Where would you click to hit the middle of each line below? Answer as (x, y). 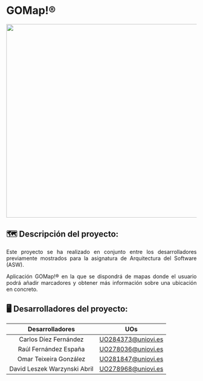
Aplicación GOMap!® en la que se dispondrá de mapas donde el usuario (101, 276)
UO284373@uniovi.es (131, 339)
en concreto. (22, 289)
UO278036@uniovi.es (131, 349)
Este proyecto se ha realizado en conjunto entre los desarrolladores (101, 252)
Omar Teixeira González (51, 359)
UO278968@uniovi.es (131, 368)
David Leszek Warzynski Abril (51, 368)
